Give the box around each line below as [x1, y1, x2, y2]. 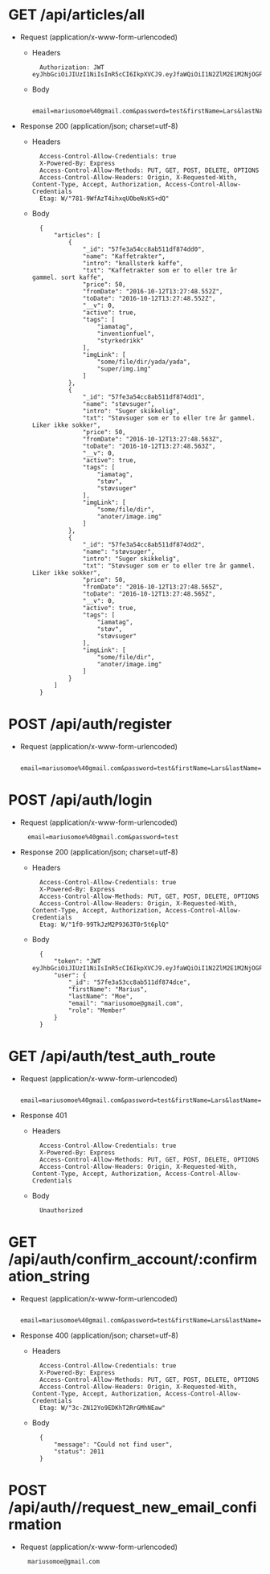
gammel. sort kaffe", [31, 273, 104, 281]
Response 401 [19, 1110, 67, 1120]
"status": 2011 [53, 1447, 104, 1456]
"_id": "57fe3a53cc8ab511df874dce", [67, 978, 191, 986]
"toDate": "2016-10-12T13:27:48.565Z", [82, 589, 216, 598]
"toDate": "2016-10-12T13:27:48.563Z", [82, 442, 216, 450]
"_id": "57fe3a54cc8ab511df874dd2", [82, 540, 206, 548]
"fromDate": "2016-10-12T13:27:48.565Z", [82, 583, 223, 591]
